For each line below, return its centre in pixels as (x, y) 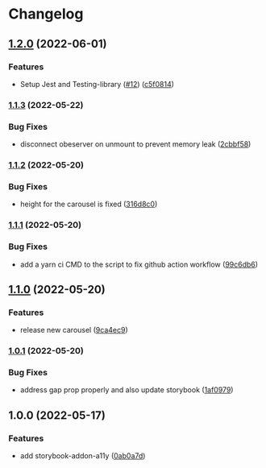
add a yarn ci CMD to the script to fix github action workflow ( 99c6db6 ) (139, 264)
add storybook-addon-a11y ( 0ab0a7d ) (83, 456)
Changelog (46, 14)
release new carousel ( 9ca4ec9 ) (74, 330)
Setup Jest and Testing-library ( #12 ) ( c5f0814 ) (97, 84)
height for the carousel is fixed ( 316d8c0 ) (89, 204)
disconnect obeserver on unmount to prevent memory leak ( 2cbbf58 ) (135, 144)
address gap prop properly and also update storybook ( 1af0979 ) (127, 390)
